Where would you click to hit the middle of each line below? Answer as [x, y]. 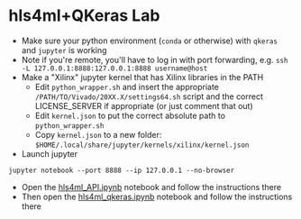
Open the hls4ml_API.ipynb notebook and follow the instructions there [151, 187]
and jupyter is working [64, 50]
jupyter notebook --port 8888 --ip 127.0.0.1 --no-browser [122, 170]
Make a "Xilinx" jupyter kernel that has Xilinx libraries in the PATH [142, 77]
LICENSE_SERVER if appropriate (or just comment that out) [144, 105]
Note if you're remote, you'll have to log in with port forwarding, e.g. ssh [155, 59]
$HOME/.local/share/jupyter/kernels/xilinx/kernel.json [142, 145]
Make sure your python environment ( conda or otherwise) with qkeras [150, 41]
